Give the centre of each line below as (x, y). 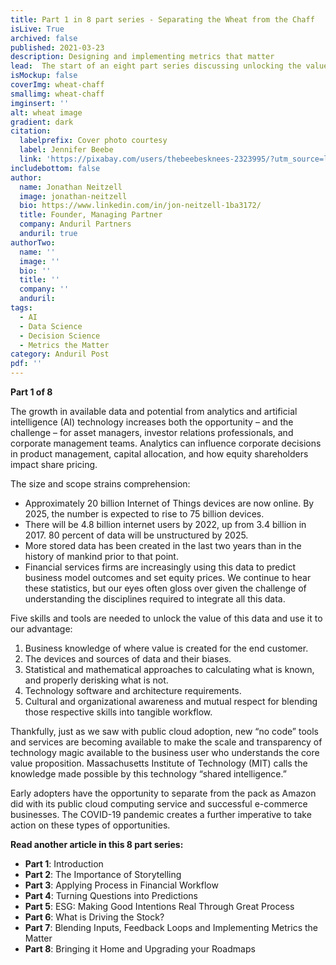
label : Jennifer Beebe (66, 150)
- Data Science (51, 326)
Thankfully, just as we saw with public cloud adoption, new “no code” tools (164, 731)
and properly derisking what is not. (96, 680)
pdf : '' (26, 364)
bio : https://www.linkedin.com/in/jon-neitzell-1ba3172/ (140, 206)
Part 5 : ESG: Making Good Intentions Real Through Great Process (159, 906)
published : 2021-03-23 (57, 47)
